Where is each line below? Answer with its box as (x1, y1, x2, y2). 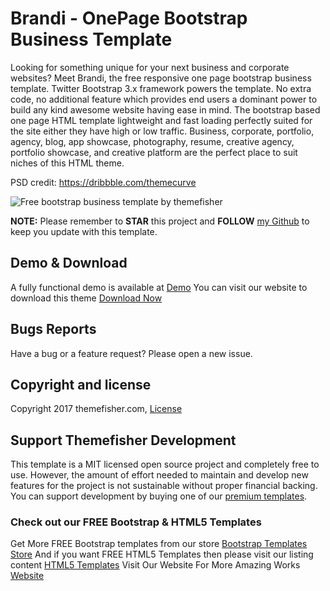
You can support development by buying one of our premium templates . (10, 490, 308, 502)
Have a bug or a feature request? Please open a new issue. (10, 347, 253, 359)
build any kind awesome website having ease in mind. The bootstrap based (10, 103, 321, 116)
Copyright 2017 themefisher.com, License (10, 403, 183, 415)
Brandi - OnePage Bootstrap (10, 7, 248, 30)
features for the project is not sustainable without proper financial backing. (10, 480, 318, 492)
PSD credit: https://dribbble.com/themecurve (10, 176, 197, 188)
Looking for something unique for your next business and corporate (10, 61, 290, 73)
